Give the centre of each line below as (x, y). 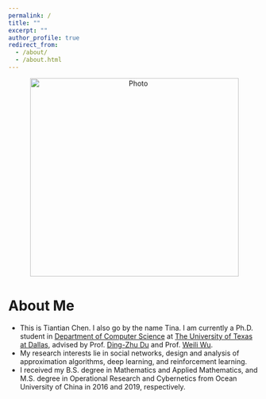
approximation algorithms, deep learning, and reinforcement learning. (133, 361)
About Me (41, 306)
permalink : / (30, 15)
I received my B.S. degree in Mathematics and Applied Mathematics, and (139, 370)
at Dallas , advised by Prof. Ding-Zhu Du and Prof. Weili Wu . (116, 344)
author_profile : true (44, 38)
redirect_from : (33, 45)
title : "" (25, 23)
